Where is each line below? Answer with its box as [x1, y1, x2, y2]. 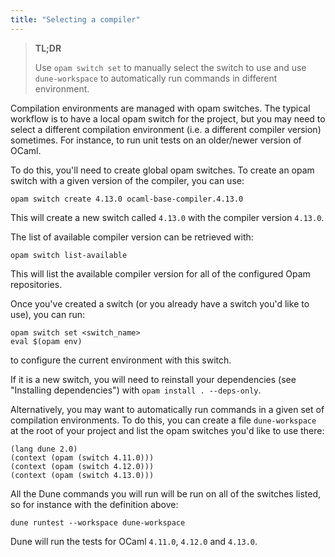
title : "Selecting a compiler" [10, 14, 141, 25]
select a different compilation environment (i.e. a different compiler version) [10, 123, 322, 135]
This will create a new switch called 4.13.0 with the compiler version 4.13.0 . [10, 211, 325, 223]
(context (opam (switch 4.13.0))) [10, 470, 155, 480]
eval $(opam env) [10, 336, 83, 346]
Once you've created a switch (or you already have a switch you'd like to [10, 297, 310, 310]
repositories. [10, 278, 63, 290]
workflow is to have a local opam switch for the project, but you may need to [10, 112, 326, 125]
